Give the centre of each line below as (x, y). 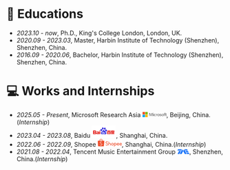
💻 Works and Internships (81, 91)
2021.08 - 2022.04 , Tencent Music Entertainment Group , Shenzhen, (119, 151)
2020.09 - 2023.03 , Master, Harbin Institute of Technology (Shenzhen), (118, 40)
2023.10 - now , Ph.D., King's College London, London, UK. (99, 33)
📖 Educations (45, 14)
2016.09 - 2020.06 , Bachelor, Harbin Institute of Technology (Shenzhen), (120, 55)
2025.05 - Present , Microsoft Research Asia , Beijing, (103, 114)
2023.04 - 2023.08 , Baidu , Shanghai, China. (92, 135)
